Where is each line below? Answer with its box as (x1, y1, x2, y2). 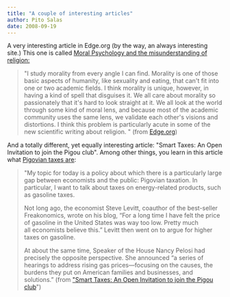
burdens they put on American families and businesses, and (23, 268, 194, 276)
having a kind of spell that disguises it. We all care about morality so (23, 91, 216, 99)
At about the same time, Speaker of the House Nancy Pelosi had (23, 246, 205, 254)
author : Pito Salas (7, 16, 63, 23)
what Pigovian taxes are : (7, 156, 77, 164)
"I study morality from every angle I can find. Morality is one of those (23, 69, 218, 78)
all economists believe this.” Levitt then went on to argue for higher (23, 226, 213, 234)
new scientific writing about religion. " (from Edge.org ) (23, 128, 178, 136)
